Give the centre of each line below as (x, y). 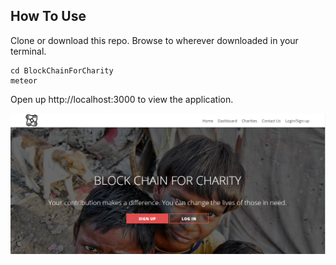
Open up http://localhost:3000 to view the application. (122, 99)
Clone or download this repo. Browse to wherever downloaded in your (154, 40)
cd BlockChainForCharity (62, 70)
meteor (24, 80)
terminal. (28, 51)
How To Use (48, 16)
